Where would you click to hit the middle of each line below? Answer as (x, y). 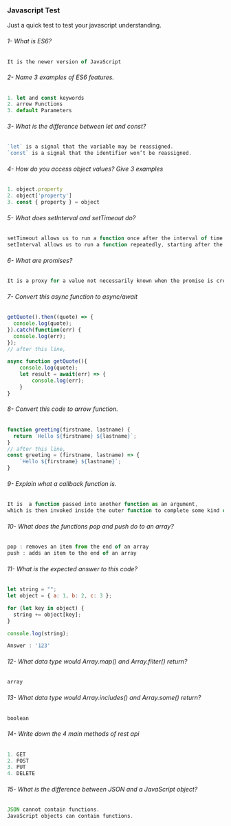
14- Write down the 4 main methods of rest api (73, 734)
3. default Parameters (40, 111)
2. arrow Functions (35, 104)
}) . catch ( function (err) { (44, 330)
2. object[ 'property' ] (40, 196)
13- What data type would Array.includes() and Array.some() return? (104, 697)
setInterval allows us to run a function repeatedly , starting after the (115, 245)
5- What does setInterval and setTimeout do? (71, 218)
